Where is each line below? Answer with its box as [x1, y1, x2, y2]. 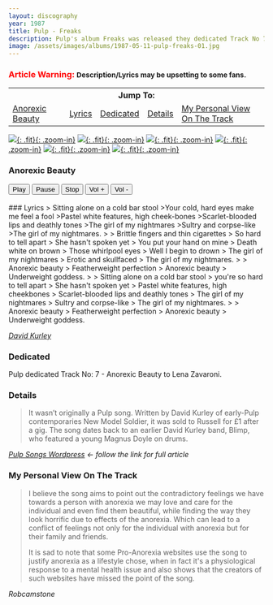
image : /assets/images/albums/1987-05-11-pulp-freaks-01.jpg [8, 42, 220, 50]
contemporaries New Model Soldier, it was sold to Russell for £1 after [28, 417, 259, 426]
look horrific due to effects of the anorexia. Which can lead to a [28, 514, 240, 524]
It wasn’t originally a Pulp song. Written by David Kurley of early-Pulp [28, 408, 260, 418]
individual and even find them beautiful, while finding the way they [28, 505, 251, 516]
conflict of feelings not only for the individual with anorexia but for [28, 523, 249, 533]
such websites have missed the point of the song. [28, 573, 195, 583]
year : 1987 [8, 19, 45, 28]
